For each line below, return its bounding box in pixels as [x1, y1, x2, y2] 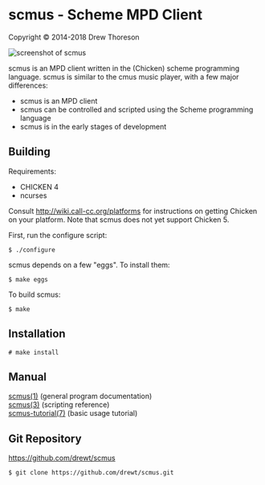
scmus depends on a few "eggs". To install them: [8, 260, 170, 269]
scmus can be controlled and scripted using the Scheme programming [19, 105, 254, 114]
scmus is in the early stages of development [19, 121, 167, 131]
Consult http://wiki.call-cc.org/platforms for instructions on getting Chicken [8, 206, 258, 216]
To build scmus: [8, 290, 61, 299]
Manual [8, 370, 47, 384]
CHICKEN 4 [19, 182, 59, 191]
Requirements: [8, 166, 56, 176]
